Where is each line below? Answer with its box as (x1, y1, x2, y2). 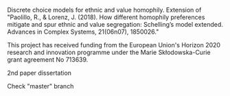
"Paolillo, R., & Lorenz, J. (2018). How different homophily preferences (7, 13, 205, 21)
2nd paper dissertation (7, 69, 72, 77)
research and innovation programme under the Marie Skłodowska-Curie (7, 48, 211, 56)
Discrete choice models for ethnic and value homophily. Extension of (7, 6, 202, 14)
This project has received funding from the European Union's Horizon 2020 (7, 41, 221, 49)
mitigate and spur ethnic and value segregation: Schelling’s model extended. (7, 21, 223, 28)
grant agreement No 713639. (7, 56, 89, 64)
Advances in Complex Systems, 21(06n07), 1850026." (7, 27, 159, 36)
